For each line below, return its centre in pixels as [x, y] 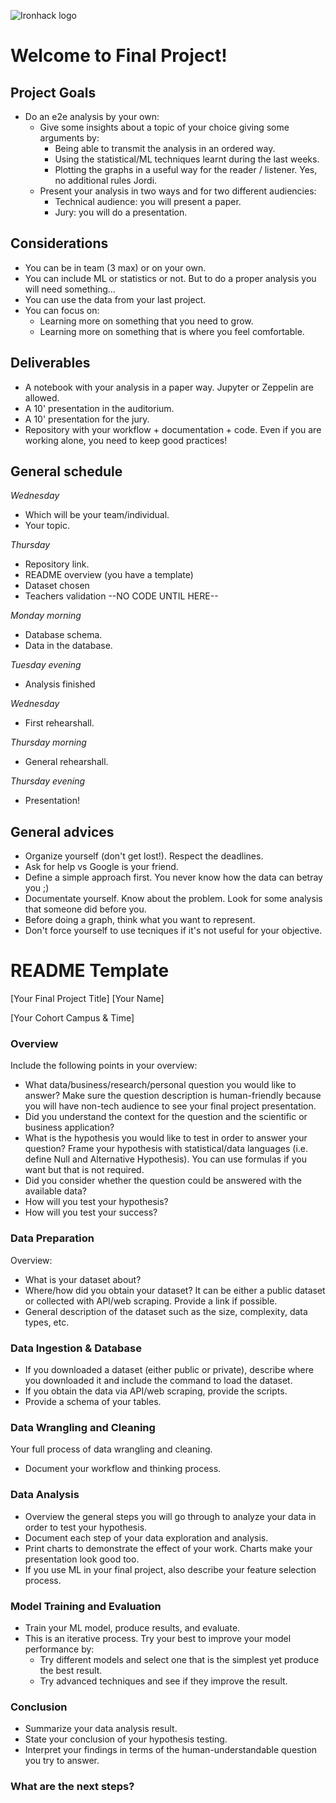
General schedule [66, 471]
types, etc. [47, 1322]
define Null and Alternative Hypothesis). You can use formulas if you [165, 1159]
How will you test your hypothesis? [96, 1202]
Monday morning [46, 616]
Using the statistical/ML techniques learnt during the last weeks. [187, 159]
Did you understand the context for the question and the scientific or [166, 1117]
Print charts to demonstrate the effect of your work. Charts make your [168, 1548]
